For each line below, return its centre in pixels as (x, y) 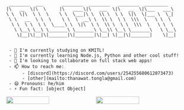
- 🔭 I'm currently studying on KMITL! (57, 50)
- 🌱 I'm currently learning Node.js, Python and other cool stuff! (94, 56)
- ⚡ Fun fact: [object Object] (47, 89)
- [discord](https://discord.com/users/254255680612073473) (98, 73)
